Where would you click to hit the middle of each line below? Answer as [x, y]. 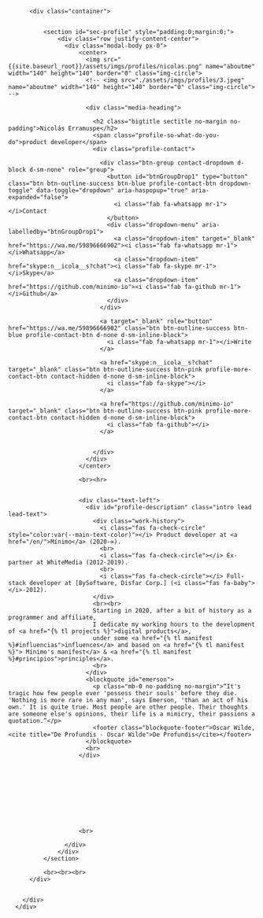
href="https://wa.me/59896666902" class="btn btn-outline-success [119, 328]
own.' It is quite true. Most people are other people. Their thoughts [128, 707]
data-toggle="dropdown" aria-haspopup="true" [113, 191]
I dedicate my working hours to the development [174, 624]
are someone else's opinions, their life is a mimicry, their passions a [132, 714]
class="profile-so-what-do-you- [167, 135]
